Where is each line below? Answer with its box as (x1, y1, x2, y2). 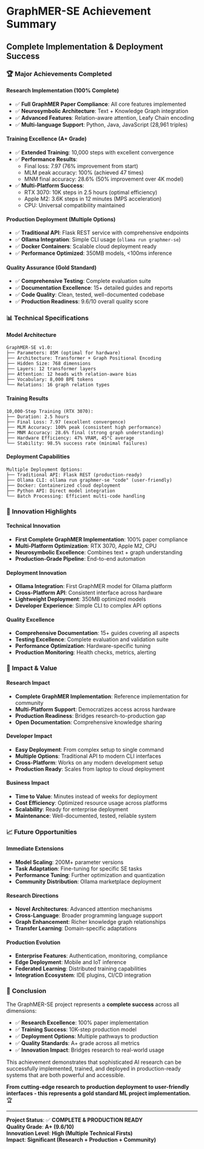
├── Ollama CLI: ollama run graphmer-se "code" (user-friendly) (6, 477, 172, 483)
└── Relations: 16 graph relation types (6, 382, 110, 388)
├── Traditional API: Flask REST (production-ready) (6, 471, 143, 478)
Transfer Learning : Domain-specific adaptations (15, 925, 137, 932)
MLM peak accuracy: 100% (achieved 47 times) (24, 168, 144, 176)
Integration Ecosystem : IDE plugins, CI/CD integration (15, 971, 152, 979)
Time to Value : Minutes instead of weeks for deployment (15, 793, 158, 800)
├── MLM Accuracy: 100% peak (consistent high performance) (6, 424, 162, 430)
